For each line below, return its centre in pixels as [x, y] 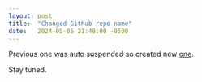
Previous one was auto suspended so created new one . [101, 54]
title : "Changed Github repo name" [70, 24]
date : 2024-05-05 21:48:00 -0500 [69, 31]
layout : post [30, 16]
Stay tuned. [28, 70]
